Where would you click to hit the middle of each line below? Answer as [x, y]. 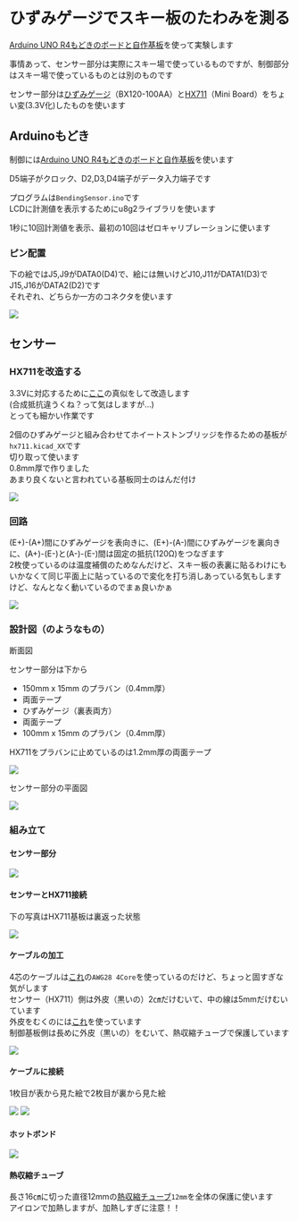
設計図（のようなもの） [59, 629]
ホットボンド [33, 1133]
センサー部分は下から [48, 670]
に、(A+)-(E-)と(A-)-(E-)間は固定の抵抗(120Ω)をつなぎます [117, 554]
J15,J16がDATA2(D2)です [55, 285]
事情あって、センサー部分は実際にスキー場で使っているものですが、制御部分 [149, 64]
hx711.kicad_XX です [46, 445]
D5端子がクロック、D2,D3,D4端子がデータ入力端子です [110, 178]
